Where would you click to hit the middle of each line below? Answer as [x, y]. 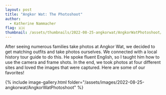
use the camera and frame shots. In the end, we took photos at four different [83, 62]
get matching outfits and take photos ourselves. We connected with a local [81, 52]
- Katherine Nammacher [33, 23]
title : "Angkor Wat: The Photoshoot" [44, 14]
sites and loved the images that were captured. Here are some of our [75, 67]
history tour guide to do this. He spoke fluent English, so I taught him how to [82, 57]
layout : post [19, 10]
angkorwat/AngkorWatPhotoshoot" [41, 87]
